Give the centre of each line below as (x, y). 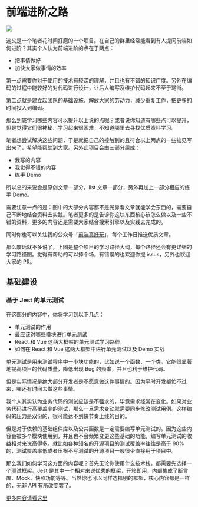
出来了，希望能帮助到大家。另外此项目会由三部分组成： (73, 147)
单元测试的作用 (33, 327)
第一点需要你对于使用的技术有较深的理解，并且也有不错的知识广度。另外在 (96, 80)
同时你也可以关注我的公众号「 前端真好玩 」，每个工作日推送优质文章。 (90, 234)
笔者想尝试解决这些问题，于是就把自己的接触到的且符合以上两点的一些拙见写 (99, 140)
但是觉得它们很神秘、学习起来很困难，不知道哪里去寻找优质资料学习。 (91, 127)
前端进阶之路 (37, 12)
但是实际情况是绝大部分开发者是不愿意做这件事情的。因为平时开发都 (89, 381)
